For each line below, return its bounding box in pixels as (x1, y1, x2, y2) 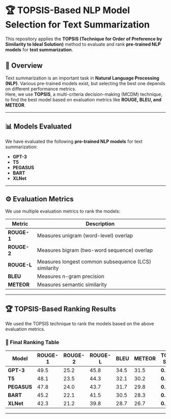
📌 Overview (5, 61, 43, 70)
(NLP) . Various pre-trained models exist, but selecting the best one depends (5, 80, 165, 86)
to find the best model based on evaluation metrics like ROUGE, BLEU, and (5, 96, 162, 102)
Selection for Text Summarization (5, 19, 150, 31)
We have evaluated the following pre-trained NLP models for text (5, 138, 142, 144)
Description (85, 220, 115, 227)
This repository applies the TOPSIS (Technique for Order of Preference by (5, 36, 162, 42)
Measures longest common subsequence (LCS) (37, 258, 152, 266)
